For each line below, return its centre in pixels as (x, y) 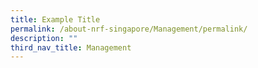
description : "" (44, 38)
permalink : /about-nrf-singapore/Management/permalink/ (129, 29)
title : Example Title (55, 19)
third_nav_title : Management (71, 47)
